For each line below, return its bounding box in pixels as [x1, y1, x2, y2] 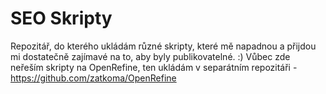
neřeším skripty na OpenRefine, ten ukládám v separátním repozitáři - [10, 61, 298, 73]
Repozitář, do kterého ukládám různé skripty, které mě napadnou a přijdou [10, 40, 317, 52]
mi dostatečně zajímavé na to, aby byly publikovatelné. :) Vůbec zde [10, 50, 291, 62]
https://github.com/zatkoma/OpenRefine [10, 72, 177, 84]
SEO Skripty [10, 7, 113, 30]
